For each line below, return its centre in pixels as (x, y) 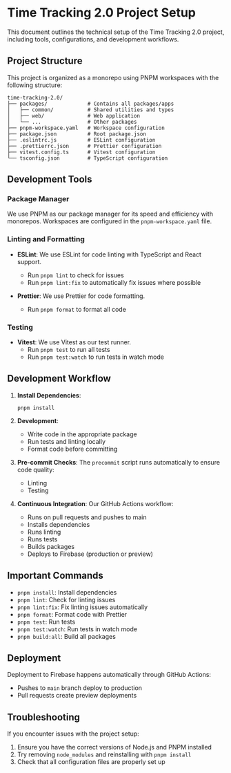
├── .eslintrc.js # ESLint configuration (81, 140)
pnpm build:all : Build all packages (66, 636)
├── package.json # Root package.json (77, 134)
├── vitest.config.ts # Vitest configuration (81, 152)
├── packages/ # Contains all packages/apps (91, 104)
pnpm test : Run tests (46, 622)
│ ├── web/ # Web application (73, 115)
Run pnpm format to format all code (77, 309)
